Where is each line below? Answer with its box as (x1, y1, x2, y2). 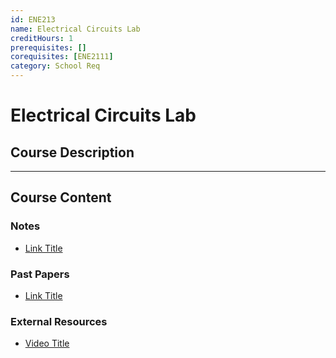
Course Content (10, 189, 112, 206)
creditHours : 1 (10, 33, 74, 43)
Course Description (10, 144, 135, 161)
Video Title (24, 337, 70, 350)
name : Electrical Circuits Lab (10, 24, 141, 34)
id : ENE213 (10, 14, 56, 25)
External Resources (10, 314, 108, 328)
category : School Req (10, 61, 101, 71)
